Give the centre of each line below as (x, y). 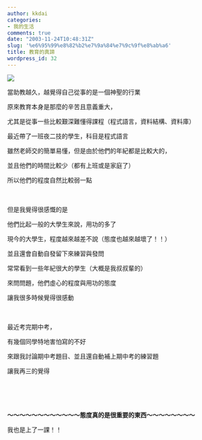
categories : (24, 20)
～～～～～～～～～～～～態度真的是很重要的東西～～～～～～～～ (101, 414)
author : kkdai (28, 13)
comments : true (29, 33)
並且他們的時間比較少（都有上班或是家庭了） (71, 165)
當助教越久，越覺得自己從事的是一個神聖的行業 (74, 92)
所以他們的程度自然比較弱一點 (49, 180)
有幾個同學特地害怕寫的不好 (47, 341)
